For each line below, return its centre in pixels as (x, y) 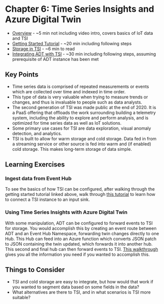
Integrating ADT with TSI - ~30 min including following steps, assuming (84, 54)
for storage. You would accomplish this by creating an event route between (81, 228)
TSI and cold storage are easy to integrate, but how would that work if (82, 281)
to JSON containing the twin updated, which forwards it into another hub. (79, 244)
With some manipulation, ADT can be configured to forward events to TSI (79, 223)
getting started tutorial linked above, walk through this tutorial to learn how (80, 194)
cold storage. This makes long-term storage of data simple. (72, 149)
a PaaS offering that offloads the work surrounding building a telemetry (84, 112)
